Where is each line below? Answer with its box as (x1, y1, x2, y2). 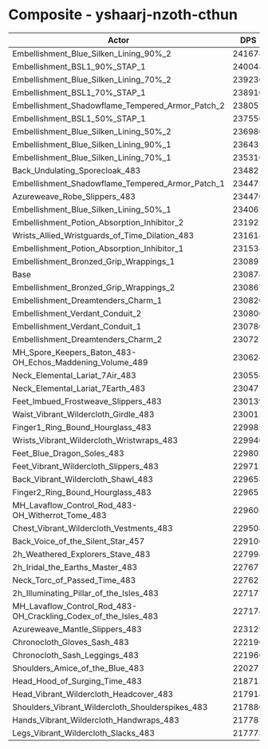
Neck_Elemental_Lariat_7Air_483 (12, 369, 137, 380)
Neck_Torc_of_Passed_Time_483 (12, 574, 136, 585)
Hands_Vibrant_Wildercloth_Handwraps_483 (12, 714, 179, 725)
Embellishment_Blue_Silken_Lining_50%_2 (12, 125, 171, 137)
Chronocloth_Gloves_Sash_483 (12, 636, 129, 647)
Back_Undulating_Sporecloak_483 (12, 165, 141, 176)
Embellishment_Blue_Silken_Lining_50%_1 (12, 204, 171, 215)
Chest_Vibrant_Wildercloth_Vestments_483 (12, 522, 173, 533)
